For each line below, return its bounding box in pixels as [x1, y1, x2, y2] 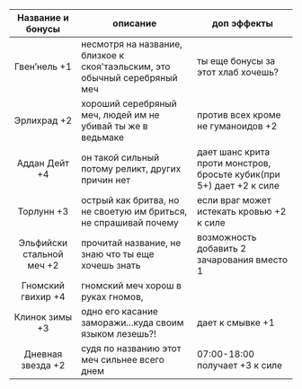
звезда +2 [21, 359, 66, 371]
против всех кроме [196, 109, 281, 120]
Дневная [23, 348, 63, 360]
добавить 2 [196, 243, 247, 254]
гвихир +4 [21, 291, 66, 303]
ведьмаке [80, 131, 124, 143]
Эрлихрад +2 [13, 114, 73, 127]
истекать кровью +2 [196, 206, 287, 217]
